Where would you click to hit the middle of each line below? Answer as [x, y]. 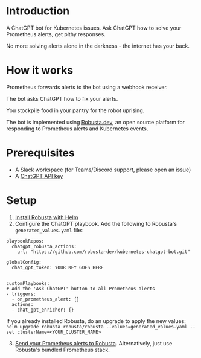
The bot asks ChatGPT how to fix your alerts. [62, 98]
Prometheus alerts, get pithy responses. [56, 34]
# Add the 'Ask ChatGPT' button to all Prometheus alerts [81, 289]
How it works [40, 70]
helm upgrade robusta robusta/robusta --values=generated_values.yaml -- [101, 327]
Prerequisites [41, 153]
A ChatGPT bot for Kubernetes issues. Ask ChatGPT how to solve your [94, 28]
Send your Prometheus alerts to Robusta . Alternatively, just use [94, 343]
